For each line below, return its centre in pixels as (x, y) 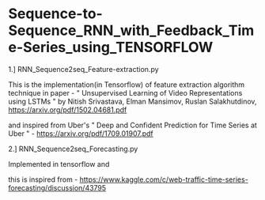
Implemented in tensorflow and (59, 164)
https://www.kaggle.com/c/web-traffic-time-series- (164, 179)
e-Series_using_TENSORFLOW (111, 47)
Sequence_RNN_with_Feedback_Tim (131, 30)
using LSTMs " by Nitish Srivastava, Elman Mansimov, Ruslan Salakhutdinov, (132, 101)
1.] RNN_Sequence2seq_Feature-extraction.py (84, 69)
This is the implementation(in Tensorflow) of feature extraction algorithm (127, 85)
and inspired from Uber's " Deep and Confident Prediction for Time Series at (132, 125)
